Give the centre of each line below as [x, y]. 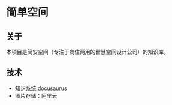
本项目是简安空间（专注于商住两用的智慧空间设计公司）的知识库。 [87, 52]
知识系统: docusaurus [41, 88]
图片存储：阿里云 [36, 95]
